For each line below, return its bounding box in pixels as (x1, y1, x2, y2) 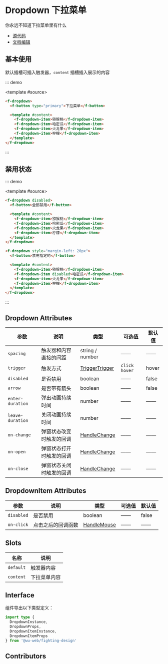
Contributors (5, 652, 46, 660)
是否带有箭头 (41, 385, 71, 392)
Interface (5, 591, 34, 599)
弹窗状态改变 (41, 428, 71, 435)
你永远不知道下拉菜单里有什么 (5, 22, 66, 28)
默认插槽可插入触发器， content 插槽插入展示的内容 (5, 69, 110, 75)
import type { (5, 615, 35, 620)
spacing (7, 351, 26, 356)
